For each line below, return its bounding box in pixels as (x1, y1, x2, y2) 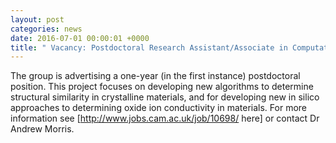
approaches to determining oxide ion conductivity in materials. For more (10, 102, 308, 114)
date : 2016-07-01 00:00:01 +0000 (10, 33, 150, 43)
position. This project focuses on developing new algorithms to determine (10, 81, 314, 93)
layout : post (10, 14, 65, 25)
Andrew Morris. (10, 123, 75, 135)
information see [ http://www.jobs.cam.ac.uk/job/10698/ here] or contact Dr (10, 112, 320, 125)
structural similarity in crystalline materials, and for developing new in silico (10, 91, 320, 103)
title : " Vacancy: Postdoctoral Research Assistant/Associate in (10, 42, 288, 53)
